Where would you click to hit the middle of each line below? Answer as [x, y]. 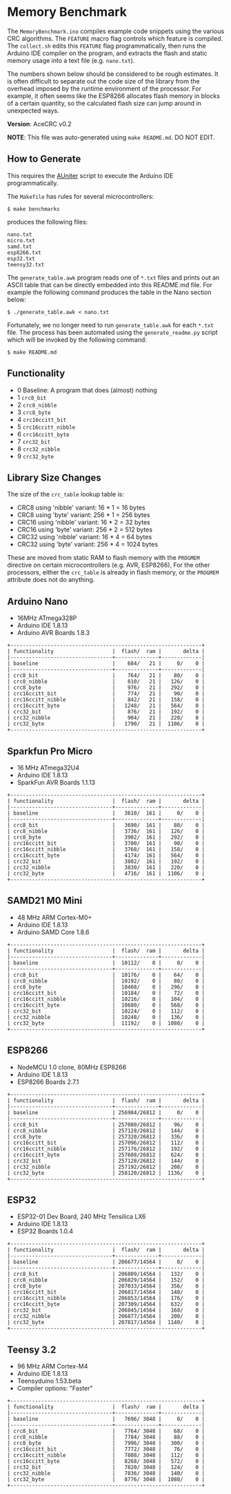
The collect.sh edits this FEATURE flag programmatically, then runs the [107, 46]
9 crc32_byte [36, 456]
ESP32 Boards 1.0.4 [45, 1231]
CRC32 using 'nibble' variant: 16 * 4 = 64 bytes [84, 537]
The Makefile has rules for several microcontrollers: [80, 196]
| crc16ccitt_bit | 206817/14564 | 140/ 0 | [106, 1292]
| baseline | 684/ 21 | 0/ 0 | [106, 663]
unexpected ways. [33, 110]
